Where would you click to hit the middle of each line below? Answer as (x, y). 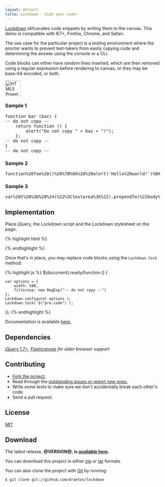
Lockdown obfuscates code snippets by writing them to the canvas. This (79, 28)
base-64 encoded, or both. (32, 73)
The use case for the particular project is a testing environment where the (80, 43)
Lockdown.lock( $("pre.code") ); (39, 303)
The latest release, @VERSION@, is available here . (57, 452)
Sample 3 (17, 186)
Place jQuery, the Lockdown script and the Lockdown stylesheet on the (77, 224)
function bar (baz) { (31, 116)
